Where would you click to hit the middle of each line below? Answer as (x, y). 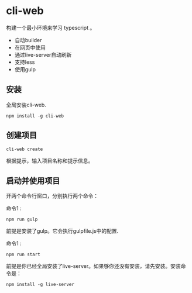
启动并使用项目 (33, 180)
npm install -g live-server (40, 285)
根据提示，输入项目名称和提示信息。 (50, 161)
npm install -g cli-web (35, 116)
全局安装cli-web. (26, 105)
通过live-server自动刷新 (43, 54)
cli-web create (25, 149)
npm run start (23, 255)
